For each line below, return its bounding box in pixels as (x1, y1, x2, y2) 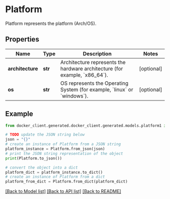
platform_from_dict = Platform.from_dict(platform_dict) (5, 179, 128, 184)
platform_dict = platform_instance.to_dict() (5, 170, 103, 175)
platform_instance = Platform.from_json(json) (5, 146, 105, 152)
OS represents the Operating (60, 80, 129, 87)
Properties (5, 35, 39, 44)
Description (82, 50, 112, 57)
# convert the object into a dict (5, 165, 78, 170)
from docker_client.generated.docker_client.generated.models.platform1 (5, 123, 162, 128)
